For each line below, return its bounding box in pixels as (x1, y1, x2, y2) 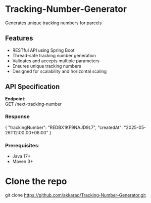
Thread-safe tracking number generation (12, 52, 96, 58)
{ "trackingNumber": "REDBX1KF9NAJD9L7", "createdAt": (5, 124, 123, 130)
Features (5, 34, 33, 42)
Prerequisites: (5, 142, 40, 149)
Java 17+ (12, 153, 31, 159)
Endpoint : (5, 95, 26, 102)
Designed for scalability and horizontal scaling (12, 68, 107, 74)
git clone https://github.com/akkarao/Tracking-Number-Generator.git (5, 192, 146, 198)
